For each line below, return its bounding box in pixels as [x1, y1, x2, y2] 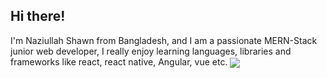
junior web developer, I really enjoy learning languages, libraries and [10, 45, 292, 57]
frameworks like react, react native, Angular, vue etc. [10, 55, 228, 68]
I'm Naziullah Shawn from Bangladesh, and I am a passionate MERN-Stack [10, 34, 318, 46]
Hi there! [10, 8, 66, 25]
